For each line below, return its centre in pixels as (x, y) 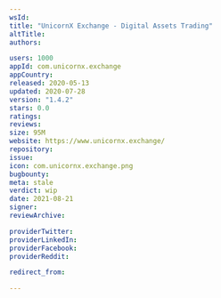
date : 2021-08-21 (41, 199)
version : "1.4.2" (41, 100)
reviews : (25, 125)
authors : (25, 42)
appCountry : (31, 75)
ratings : (25, 117)
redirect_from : (37, 272)
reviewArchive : (37, 215)
